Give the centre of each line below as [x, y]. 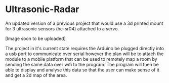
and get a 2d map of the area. [36, 75]
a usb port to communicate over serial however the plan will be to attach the [85, 54]
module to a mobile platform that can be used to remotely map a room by [81, 59]
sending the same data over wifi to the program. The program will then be [82, 64]
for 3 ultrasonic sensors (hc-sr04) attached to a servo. [62, 28]
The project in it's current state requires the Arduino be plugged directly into [85, 48]
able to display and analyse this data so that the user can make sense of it [82, 70]
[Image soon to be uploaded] [35, 38]
